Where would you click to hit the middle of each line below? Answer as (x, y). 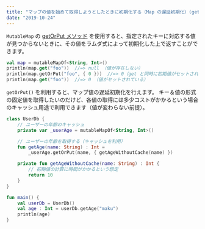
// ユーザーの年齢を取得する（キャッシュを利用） (71, 141)
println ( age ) (34, 214)
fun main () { (23, 197)
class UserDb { (26, 119)
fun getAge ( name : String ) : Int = (61, 147)
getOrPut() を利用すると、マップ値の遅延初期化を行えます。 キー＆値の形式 (101, 92)
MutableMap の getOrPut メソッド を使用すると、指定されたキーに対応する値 (101, 36)
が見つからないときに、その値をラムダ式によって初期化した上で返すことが (100, 43)
